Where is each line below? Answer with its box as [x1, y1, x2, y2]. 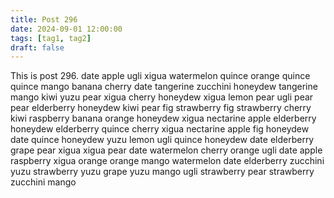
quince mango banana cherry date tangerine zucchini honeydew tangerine [10, 81, 318, 93]
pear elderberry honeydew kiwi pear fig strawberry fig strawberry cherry [10, 102, 312, 114]
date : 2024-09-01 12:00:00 [10, 24, 123, 34]
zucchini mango [10, 176, 77, 188]
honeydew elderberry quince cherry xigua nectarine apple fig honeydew [10, 123, 310, 135]
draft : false [10, 42, 65, 53]
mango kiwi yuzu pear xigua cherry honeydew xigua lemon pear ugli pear [10, 91, 314, 103]
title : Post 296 [10, 14, 78, 25]
